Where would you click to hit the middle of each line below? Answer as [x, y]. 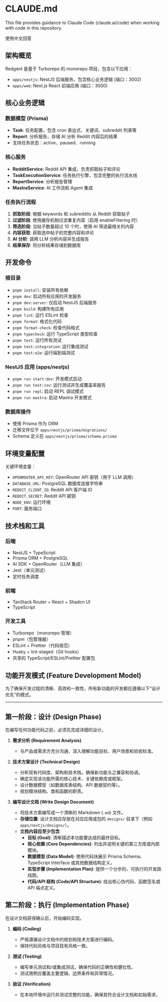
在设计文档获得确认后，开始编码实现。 [44, 918]
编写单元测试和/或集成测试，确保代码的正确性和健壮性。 [78, 967]
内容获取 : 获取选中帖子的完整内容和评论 [53, 233]
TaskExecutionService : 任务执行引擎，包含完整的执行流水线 [75, 175]
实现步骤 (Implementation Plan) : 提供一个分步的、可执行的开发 [92, 869]
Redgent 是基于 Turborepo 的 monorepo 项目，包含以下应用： [69, 69]
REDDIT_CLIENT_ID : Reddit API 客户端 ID [52, 490]
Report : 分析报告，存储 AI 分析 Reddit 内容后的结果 [65, 136]
